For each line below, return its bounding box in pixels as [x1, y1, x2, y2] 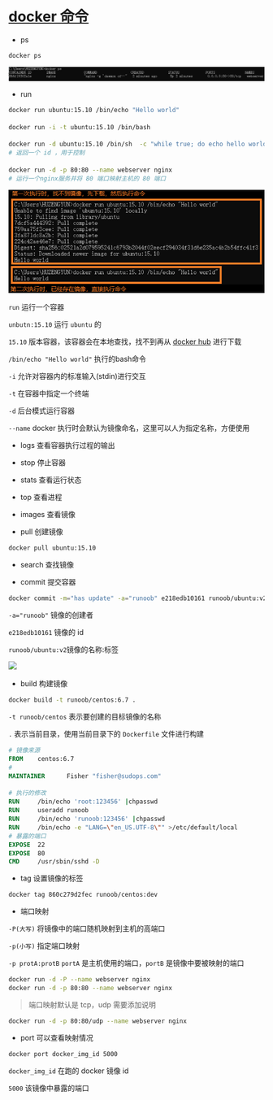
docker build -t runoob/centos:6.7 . [8, 696, 136, 704]
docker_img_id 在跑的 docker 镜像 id [8, 1066, 129, 1076]
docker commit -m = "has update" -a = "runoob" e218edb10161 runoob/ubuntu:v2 [8, 594, 267, 602]
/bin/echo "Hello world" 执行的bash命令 [8, 354, 146, 364]
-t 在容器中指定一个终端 [8, 389, 89, 398]
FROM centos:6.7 [8, 754, 75, 763]
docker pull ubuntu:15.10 [8, 544, 96, 553]
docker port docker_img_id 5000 [8, 1050, 118, 1058]
